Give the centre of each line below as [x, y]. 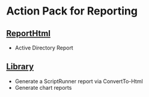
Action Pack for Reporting [72, 11]
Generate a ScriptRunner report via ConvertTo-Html [79, 81]
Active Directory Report [44, 48]
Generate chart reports [43, 87]
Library [20, 67]
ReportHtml [29, 33]
